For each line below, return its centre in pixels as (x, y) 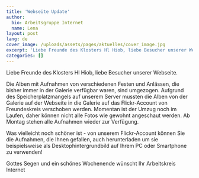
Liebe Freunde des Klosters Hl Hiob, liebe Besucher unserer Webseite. (92, 72)
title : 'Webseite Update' (38, 12)
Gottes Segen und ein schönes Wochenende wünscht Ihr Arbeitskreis (91, 163)
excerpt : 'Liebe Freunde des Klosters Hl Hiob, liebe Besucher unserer (96, 50)
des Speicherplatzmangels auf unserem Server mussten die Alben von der (97, 96)
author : (16, 17)
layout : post (22, 34)
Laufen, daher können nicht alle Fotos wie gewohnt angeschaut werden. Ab (98, 115)
